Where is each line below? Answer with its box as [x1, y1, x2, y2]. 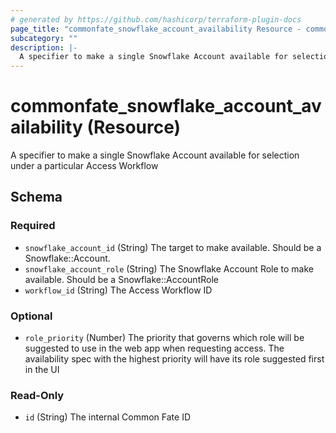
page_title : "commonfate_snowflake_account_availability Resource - [10, 24, 302, 34]
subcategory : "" [10, 33, 78, 43]
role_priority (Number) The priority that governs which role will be [24, 332, 305, 344]
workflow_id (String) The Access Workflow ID [24, 284, 213, 296]
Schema [10, 189, 63, 206]
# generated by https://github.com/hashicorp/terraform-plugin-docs [10, 14, 302, 25]
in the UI [24, 364, 60, 376]
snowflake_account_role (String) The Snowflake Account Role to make [24, 262, 315, 275]
